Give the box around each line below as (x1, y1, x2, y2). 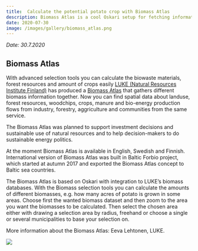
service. (6, 112, 26, 119)
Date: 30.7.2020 (6, 41, 45, 49)
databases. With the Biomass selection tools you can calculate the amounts (6, 184, 190, 191)
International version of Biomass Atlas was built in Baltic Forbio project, (6, 154, 179, 161)
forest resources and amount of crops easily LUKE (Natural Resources (6, 81, 177, 88)
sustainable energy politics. (6, 136, 73, 143)
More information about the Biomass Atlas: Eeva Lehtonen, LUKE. (6, 227, 165, 234)
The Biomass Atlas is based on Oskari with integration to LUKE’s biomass (6, 178, 184, 185)
